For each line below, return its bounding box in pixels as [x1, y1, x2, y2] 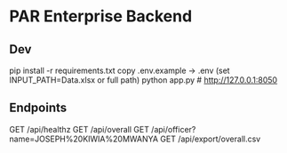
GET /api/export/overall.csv [159, 133, 261, 144]
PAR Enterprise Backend [9, 6, 193, 27]
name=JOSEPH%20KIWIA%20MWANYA [9, 133, 158, 144]
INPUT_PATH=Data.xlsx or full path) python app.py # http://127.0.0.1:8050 [9, 75, 278, 85]
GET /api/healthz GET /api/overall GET [9, 124, 149, 134]
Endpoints [9, 101, 68, 116]
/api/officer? [150, 124, 196, 134]
